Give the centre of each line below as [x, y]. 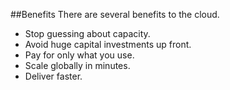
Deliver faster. [53, 76]
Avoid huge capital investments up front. [108, 44]
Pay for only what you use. [79, 55]
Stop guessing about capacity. [87, 33]
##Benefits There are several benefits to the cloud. [115, 14]
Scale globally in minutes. [77, 65]
